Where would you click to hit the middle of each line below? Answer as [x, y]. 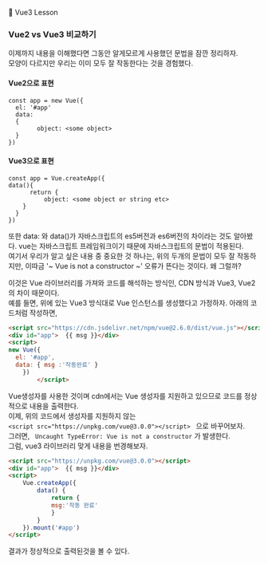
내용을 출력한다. [54, 406]
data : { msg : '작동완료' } [57, 365]
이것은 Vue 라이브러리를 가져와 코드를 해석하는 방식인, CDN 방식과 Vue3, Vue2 [132, 282]
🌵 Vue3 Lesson [33, 12]
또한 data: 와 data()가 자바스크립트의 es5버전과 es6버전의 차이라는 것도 [120, 236]
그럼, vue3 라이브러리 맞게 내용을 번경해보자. [78, 446]
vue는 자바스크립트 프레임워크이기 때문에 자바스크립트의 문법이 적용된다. [132, 246]
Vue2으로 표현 [31, 83]
